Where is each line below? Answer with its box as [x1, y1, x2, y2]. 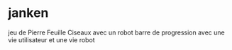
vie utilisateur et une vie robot [8, 35, 95, 44]
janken [8, 5, 49, 21]
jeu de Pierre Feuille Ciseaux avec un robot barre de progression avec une [8, 28, 226, 37]
